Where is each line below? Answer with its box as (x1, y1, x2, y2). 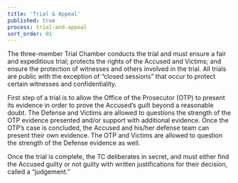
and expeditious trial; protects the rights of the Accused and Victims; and (7, 57, 222, 66)
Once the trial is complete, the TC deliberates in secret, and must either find (7, 152, 229, 161)
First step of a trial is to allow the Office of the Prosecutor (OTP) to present (7, 94, 225, 102)
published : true (7, 17, 55, 24)
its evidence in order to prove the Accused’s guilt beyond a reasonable (7, 101, 215, 110)
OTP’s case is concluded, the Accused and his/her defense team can (7, 123, 210, 132)
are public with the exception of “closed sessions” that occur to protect (7, 72, 216, 81)
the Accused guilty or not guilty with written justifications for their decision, (7, 160, 228, 169)
